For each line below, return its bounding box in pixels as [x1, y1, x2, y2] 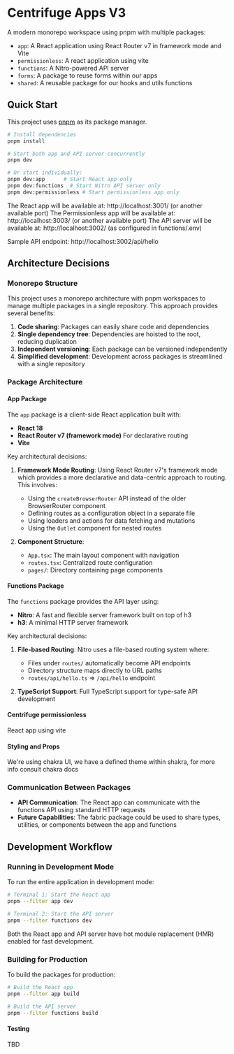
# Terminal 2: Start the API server [7, 910, 114, 917]
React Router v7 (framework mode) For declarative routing [17, 431, 189, 440]
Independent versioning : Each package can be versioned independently [17, 345, 228, 354]
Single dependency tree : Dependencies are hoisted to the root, [17, 330, 201, 338]
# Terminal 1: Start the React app [7, 891, 111, 899]
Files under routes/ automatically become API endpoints [27, 658, 191, 667]
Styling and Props [7, 742, 61, 751]
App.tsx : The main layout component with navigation [27, 551, 180, 559]
